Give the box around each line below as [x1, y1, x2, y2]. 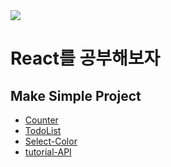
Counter [24, 114, 59, 126]
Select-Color [24, 135, 78, 147]
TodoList [24, 125, 62, 136]
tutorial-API [24, 146, 72, 158]
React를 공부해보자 [10, 47, 161, 70]
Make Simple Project [10, 87, 142, 104]
